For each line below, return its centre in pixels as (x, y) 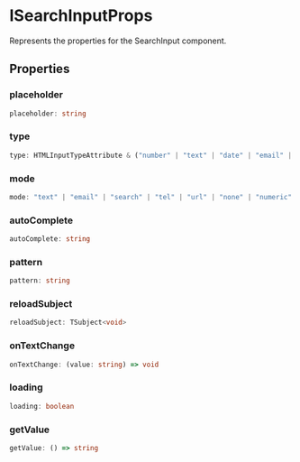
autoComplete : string (50, 239)
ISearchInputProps (81, 16)
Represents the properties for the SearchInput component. (118, 41)
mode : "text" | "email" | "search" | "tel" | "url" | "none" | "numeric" (151, 197)
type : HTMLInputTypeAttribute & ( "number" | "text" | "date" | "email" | (151, 155)
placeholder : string (48, 114)
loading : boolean (42, 406)
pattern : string (40, 281)
